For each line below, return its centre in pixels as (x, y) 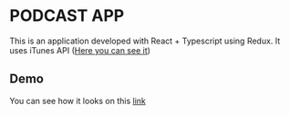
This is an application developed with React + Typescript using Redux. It (145, 41)
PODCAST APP (67, 16)
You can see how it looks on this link (78, 101)
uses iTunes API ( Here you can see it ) (80, 50)
